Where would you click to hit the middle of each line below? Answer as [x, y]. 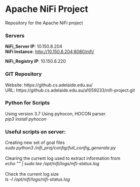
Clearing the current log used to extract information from [63, 158]
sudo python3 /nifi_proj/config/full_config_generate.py [60, 148]
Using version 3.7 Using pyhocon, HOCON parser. [56, 114]
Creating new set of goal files [35, 142]
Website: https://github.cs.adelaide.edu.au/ [49, 85]
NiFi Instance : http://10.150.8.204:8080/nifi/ [50, 52]
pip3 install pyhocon [26, 119]
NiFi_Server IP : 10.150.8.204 [34, 47]
